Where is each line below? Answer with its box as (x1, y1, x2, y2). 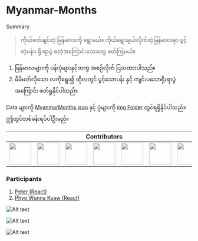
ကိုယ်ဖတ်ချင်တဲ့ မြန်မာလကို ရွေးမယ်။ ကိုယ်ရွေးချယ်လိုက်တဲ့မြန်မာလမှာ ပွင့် (20, 36, 187, 43)
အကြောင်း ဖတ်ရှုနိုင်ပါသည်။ (14, 87, 78, 94)
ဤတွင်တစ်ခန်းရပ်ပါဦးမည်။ (6, 115, 70, 122)
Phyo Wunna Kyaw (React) (14, 194, 80, 202)
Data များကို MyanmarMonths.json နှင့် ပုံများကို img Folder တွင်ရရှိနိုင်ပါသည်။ (6, 104, 186, 111)
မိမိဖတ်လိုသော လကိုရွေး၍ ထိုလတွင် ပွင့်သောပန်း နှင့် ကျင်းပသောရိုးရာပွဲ (14, 75, 176, 82)
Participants (6, 174, 42, 183)
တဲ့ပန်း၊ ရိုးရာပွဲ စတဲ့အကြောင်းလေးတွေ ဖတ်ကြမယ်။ (20, 48, 136, 55)
